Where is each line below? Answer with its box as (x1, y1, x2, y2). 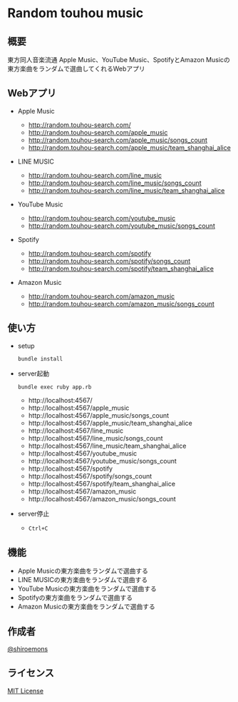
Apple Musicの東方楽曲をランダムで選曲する (17, 566, 148, 576)
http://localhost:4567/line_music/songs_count (28, 434, 163, 443)
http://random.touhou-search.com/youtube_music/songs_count (28, 221, 215, 230)
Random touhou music (7, 5, 144, 21)
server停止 (17, 509, 50, 518)
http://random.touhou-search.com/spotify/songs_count (28, 256, 191, 265)
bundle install (17, 355, 63, 362)
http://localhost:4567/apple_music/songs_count (28, 411, 170, 420)
